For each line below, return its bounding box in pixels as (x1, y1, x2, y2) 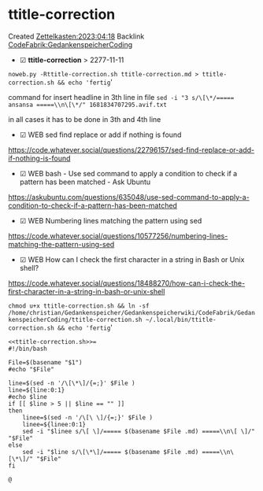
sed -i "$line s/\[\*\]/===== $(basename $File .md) (22, 448, 199, 456)
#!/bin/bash (8, 345, 47, 353)
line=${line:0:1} (8, 386, 65, 394)
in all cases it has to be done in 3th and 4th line (8, 114, 161, 124)
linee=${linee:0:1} (22, 420, 87, 428)
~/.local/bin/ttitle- (145, 316, 217, 323)
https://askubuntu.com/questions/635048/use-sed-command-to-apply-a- (8, 192, 250, 201)
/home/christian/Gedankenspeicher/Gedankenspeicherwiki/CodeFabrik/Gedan (8, 308, 256, 316)
